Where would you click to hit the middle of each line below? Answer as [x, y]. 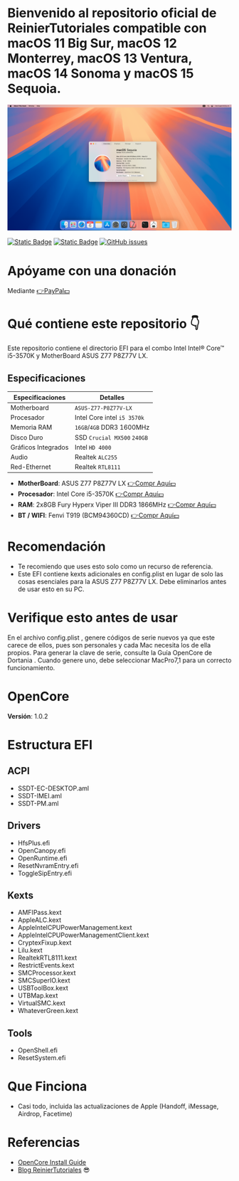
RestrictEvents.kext [46, 965]
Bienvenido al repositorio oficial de [112, 13]
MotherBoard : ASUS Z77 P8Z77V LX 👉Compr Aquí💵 [97, 483]
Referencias [44, 1143]
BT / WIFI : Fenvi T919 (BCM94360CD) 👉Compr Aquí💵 [99, 515]
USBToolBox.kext [43, 988]
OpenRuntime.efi [42, 858]
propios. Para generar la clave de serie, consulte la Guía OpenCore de [110, 652]
